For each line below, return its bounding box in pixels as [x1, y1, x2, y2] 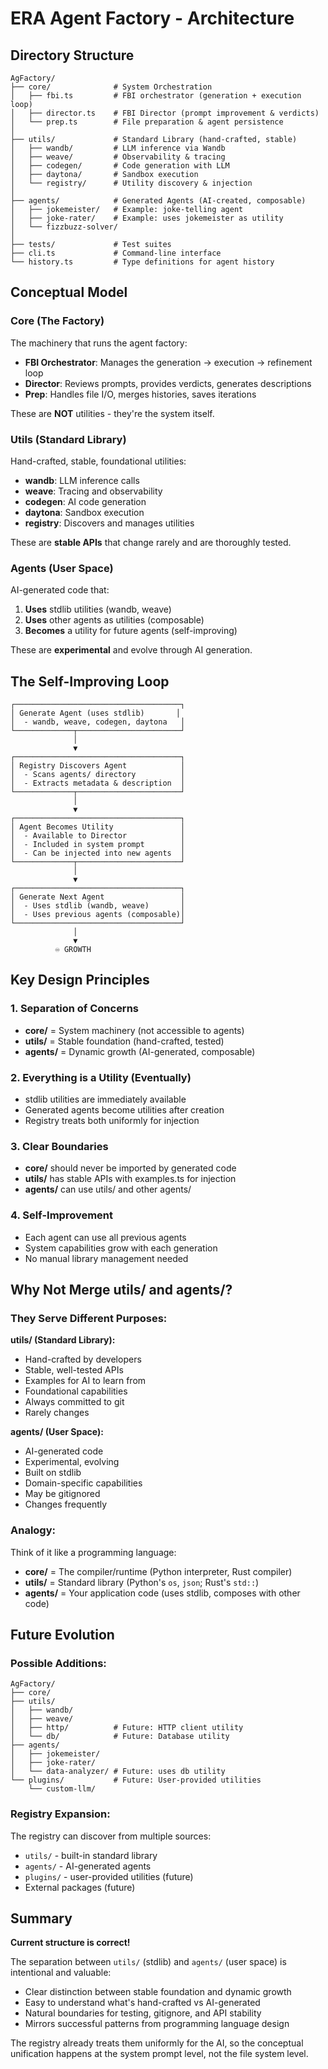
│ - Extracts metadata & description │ [10, 778, 186, 789]
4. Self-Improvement [10, 1208, 114, 1222]
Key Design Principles [10, 972, 150, 989]
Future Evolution [10, 1627, 115, 1644]
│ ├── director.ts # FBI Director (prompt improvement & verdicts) [10, 108, 320, 118]
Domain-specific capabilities [24, 1477, 143, 1489]
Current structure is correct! [10, 1937, 131, 1949]
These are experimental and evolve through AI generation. [10, 644, 253, 656]
